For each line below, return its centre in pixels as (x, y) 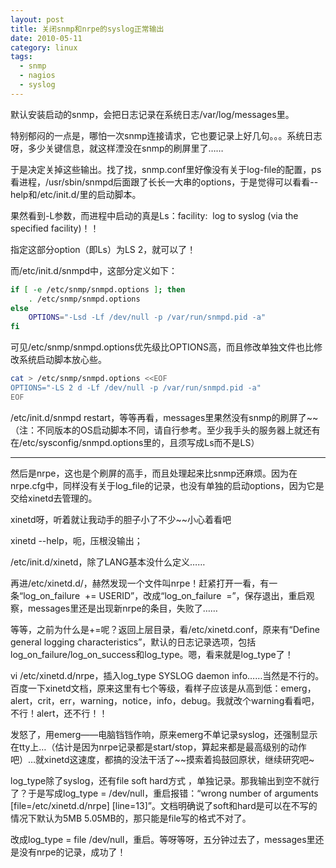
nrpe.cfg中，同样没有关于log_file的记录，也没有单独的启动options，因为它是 (167, 485)
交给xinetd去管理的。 (54, 498)
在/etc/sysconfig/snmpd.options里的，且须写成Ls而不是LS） (135, 442)
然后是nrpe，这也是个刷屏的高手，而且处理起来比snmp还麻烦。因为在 (154, 473)
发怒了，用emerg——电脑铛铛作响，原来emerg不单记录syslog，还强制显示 (164, 734)
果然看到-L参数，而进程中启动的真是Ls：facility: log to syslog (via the (154, 215)
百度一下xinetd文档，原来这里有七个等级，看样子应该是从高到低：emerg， (163, 688)
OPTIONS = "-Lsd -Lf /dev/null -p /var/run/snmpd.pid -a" (147, 317)
